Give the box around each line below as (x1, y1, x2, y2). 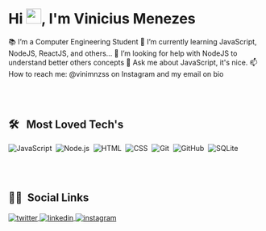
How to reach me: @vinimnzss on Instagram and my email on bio (8, 69, 224, 78)
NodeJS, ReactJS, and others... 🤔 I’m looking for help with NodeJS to (8, 48, 238, 58)
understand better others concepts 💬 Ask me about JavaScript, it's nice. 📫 (8, 57, 258, 67)
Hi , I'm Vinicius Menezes (8, 10, 196, 28)
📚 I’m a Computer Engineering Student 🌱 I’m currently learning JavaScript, (8, 36, 257, 46)
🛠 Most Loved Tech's (8, 118, 124, 132)
